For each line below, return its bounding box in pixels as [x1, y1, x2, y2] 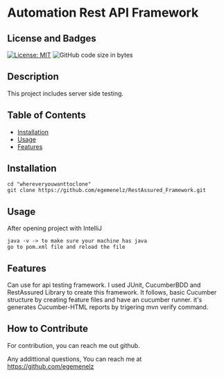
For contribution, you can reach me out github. [7, 341, 140, 349]
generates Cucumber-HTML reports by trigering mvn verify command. [7, 303, 209, 311]
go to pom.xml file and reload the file [7, 244, 126, 251]
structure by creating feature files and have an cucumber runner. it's [7, 296, 203, 304]
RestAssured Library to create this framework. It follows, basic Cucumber [7, 288, 217, 297]
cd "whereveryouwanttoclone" [7, 181, 92, 188]
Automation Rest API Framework [7, 5, 199, 21]
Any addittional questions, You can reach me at [7, 355, 142, 363]
